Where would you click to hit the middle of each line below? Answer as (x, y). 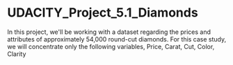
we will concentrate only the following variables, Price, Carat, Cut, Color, (111, 46)
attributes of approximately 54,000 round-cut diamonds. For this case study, (117, 39)
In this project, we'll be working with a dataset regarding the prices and (109, 32)
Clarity (17, 54)
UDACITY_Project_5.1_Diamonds (103, 13)
